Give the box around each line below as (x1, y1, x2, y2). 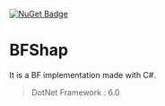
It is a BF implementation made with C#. (9, 69, 157, 80)
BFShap (9, 40, 69, 60)
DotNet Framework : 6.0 (30, 86, 120, 98)
